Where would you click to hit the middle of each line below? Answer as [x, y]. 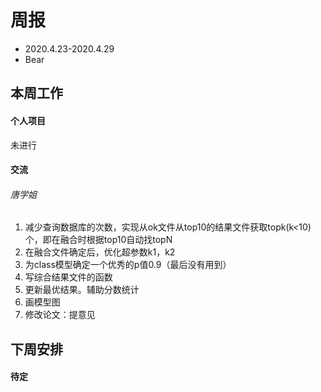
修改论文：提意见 [60, 315]
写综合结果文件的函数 [68, 277]
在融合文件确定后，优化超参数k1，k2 [100, 252]
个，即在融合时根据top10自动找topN [98, 240]
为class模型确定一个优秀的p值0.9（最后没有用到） [128, 265]
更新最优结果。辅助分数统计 [82, 290]
